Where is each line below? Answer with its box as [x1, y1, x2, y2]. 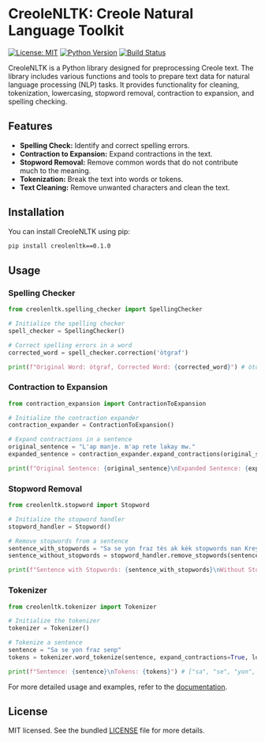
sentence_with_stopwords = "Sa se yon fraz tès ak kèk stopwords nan [8, 544, 242, 552]
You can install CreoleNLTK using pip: [8, 226, 130, 236]
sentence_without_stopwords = [8, 551, 108, 560]
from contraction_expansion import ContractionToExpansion [8, 399, 207, 407]
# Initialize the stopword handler [8, 515, 125, 523]
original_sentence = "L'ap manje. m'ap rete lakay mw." [8, 443, 196, 451]
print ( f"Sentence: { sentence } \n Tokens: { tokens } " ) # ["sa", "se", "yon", [8, 668, 256, 676]
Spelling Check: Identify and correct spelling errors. [19, 140, 190, 150]
